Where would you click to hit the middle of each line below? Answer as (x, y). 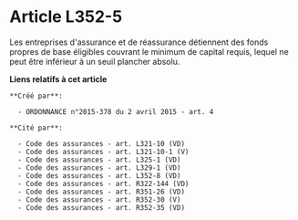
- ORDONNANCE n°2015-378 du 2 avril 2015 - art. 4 (116, 111)
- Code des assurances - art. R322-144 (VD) (103, 183)
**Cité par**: (36, 128)
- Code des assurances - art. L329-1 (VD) (99, 168)
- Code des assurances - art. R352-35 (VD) (101, 207)
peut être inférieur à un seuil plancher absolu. (95, 61)
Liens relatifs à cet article (58, 79)
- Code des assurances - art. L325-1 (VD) (99, 160)
